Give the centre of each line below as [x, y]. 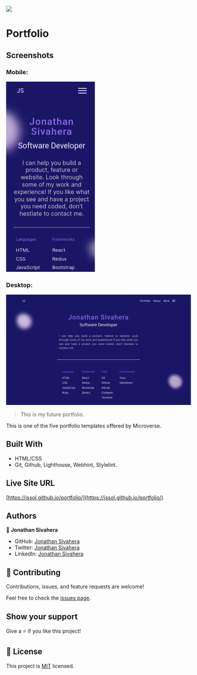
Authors [21, 516]
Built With [24, 444]
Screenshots [30, 55]
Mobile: [17, 72]
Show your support [42, 616]
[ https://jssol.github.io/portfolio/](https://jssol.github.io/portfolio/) [85, 497]
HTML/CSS [28, 458]
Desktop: [19, 285]
